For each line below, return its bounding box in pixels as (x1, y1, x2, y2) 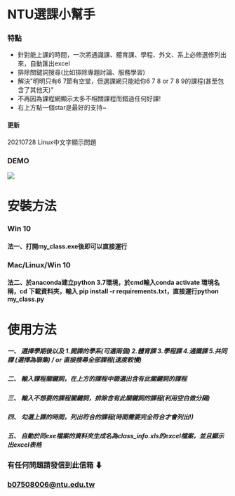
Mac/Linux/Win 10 (7, 260, 72, 269)
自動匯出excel (29, 59, 70, 68)
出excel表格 (7, 440, 42, 449)
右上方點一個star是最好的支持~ (17, 103, 107, 112)
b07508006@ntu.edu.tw (7, 479, 95, 489)
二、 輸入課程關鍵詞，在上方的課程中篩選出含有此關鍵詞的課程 (7, 374, 187, 383)
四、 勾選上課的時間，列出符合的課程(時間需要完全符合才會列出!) (7, 413, 194, 421)
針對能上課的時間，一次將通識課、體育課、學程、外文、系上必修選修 (17, 51, 215, 59)
